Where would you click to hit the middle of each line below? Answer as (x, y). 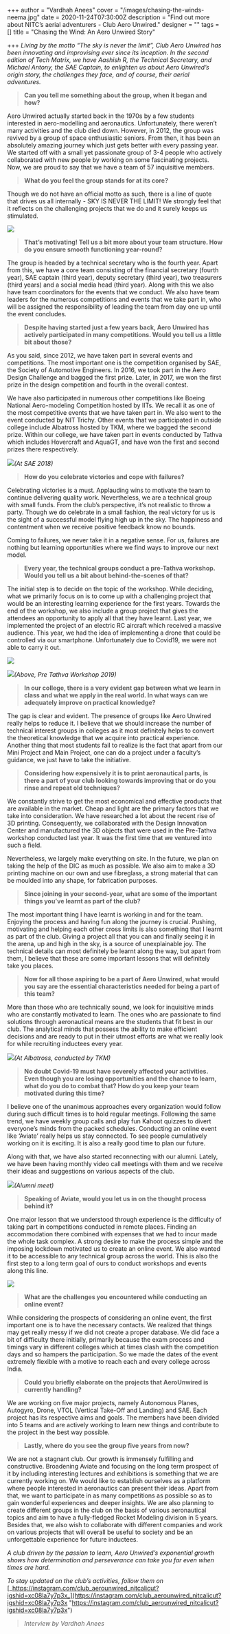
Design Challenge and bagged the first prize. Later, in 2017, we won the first (114, 377)
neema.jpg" (23, 17)
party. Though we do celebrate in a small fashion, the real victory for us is (111, 512)
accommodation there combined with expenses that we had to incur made (112, 1234)
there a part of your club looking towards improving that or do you (120, 780)
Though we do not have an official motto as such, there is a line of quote (110, 194)
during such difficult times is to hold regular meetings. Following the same (112, 1114)
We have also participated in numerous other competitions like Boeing (106, 398)
